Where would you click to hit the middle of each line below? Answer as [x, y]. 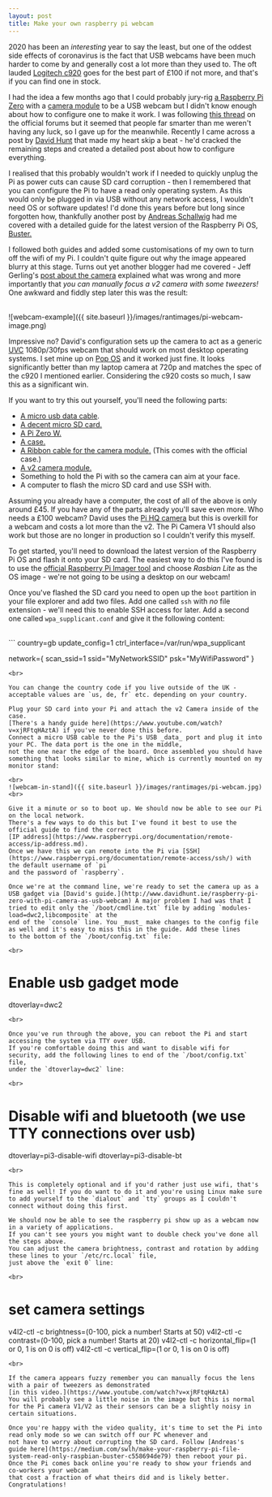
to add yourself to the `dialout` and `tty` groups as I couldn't [123, 1199]
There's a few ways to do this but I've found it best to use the [123, 822]
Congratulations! [38, 1485]
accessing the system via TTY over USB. [78, 1041]
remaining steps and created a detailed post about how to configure [121, 149]
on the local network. [47, 816]
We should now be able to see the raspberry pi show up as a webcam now [134, 1220]
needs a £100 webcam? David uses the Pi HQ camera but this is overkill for [134, 517]
